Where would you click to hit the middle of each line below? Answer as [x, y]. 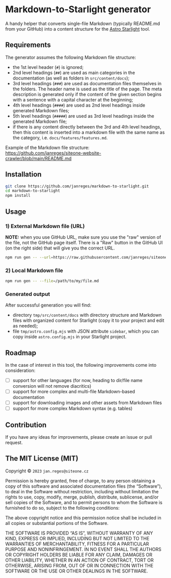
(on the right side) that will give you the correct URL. [60, 248]
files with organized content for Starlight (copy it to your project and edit [88, 320]
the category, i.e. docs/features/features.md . [60, 137]
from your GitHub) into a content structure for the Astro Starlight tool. [78, 29]
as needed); [25, 326]
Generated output [28, 294]
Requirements [28, 45]
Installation [23, 174]
